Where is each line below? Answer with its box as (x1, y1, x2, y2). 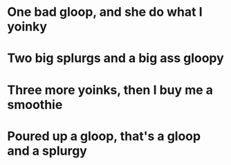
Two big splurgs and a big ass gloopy (7, 50, 225, 66)
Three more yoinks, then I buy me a (7, 82, 213, 97)
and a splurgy (7, 143, 88, 159)
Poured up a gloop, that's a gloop (7, 128, 201, 144)
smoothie (7, 97, 63, 113)
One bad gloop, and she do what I (7, 4, 203, 20)
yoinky (7, 19, 47, 35)
